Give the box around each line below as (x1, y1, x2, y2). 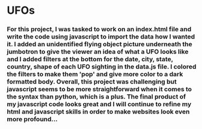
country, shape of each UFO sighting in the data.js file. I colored (7, 62, 197, 71)
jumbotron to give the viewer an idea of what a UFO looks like (7, 47, 189, 56)
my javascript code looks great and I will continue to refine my (7, 100, 192, 109)
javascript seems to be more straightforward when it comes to (7, 85, 192, 94)
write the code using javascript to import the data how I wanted (7, 32, 195, 41)
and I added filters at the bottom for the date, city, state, (7, 55, 173, 64)
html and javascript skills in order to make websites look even (7, 107, 190, 116)
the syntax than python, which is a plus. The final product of (7, 92, 186, 101)
